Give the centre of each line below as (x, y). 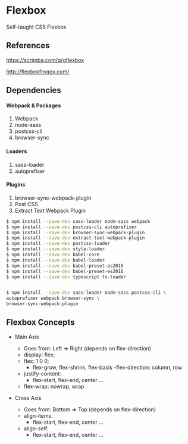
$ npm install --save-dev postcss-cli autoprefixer (71, 227)
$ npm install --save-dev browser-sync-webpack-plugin (76, 232)
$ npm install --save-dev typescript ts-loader (66, 277)
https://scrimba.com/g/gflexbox (45, 60)
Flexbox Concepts (41, 322)
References (28, 46)
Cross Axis (28, 398)
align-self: (36, 428)
